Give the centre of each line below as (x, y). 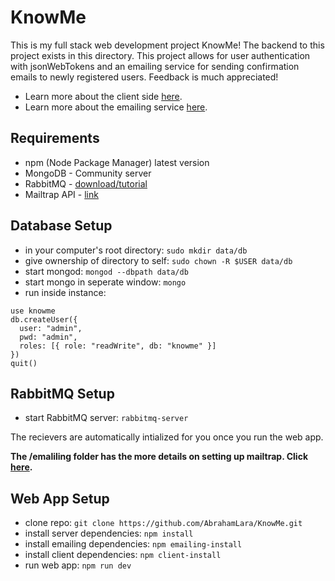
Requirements (55, 138)
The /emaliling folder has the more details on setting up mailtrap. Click (159, 457)
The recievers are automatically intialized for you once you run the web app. (167, 437)
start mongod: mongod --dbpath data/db (106, 271)
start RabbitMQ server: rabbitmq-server (106, 418)
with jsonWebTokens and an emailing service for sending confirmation (155, 66)
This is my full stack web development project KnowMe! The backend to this (167, 45)
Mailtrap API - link (61, 194)
